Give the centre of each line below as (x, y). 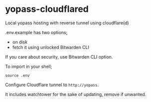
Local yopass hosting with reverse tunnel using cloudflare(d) (67, 23)
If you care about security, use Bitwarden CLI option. (59, 57)
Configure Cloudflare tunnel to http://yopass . (52, 85)
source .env (17, 75)
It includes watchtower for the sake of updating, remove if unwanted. (76, 94)
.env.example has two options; (37, 32)
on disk (20, 42)
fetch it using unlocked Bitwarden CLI (51, 47)
